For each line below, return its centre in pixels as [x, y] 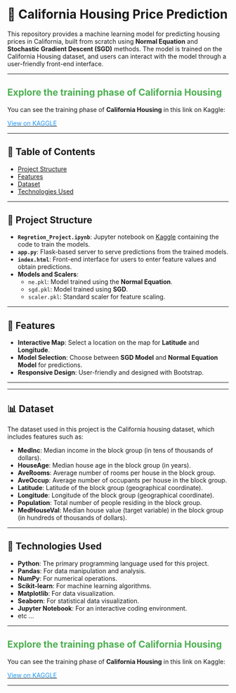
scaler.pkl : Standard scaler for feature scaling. [97, 297]
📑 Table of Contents [51, 152]
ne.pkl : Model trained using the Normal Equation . [100, 282]
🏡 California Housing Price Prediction [118, 14]
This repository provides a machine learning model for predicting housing [113, 34]
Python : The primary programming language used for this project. [113, 563]
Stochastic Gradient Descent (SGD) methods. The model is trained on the [115, 49]
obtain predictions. [45, 267]
